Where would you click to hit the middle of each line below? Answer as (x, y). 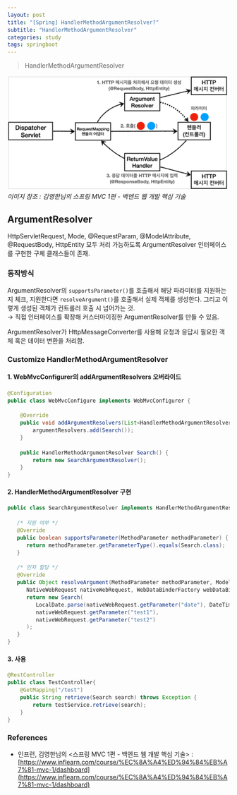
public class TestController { (52, 683)
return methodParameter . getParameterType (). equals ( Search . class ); (126, 545)
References (28, 738)
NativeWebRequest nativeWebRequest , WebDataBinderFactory (113, 590)
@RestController (31, 675)
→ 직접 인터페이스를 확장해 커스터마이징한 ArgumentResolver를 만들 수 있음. (114, 317)
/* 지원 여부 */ (37, 523)
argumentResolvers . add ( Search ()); (83, 430)
